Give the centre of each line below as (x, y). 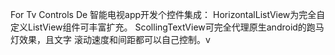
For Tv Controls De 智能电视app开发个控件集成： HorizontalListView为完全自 (168, 14)
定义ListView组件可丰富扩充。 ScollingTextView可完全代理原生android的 (158, 27)
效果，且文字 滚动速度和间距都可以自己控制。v (114, 39)
